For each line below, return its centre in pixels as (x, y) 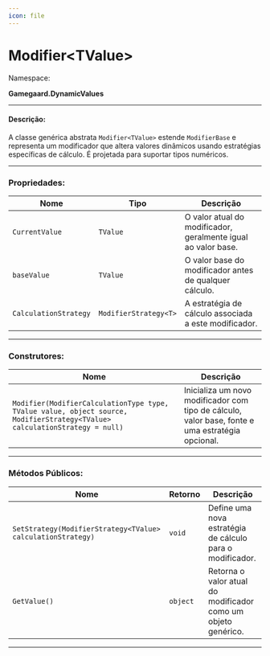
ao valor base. (211, 248)
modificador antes (219, 270)
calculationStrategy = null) (68, 428)
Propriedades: (37, 182)
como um (225, 611)
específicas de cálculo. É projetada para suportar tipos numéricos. (119, 154)
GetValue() (33, 601)
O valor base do (215, 260)
